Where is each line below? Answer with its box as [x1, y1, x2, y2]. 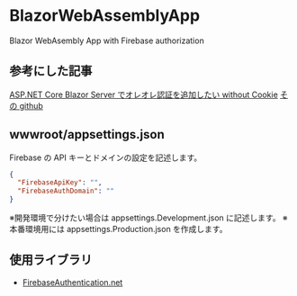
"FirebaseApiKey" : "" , [17, 178, 103, 187]
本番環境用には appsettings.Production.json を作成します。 [9, 224, 228, 235]
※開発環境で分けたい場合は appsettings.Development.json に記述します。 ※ [9, 212, 288, 223]
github [19, 100, 43, 111]
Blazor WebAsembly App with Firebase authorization [9, 35, 204, 46]
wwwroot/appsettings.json [9, 127, 165, 142]
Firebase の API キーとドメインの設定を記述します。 [9, 152, 202, 163]
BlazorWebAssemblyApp [9, 5, 201, 26]
